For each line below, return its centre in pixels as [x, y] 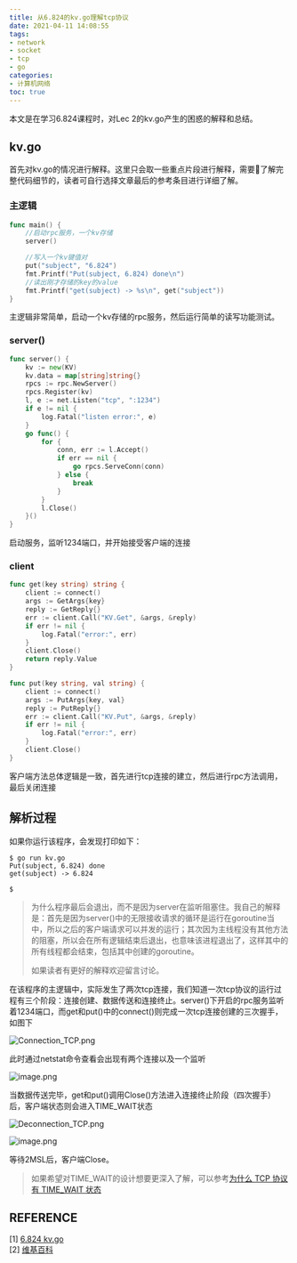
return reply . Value [61, 660]
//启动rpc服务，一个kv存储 [69, 233]
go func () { [47, 433]
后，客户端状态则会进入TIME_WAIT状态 [81, 1105]
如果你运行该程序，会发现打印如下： [76, 841]
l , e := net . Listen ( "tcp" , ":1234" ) [93, 401]
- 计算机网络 [30, 84]
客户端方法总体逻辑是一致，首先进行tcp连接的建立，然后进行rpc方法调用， [146, 776]
